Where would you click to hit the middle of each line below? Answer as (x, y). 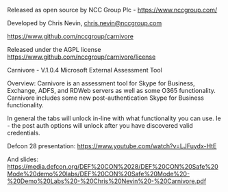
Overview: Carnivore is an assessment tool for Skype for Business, (101, 83)
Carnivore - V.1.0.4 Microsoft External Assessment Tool (85, 70)
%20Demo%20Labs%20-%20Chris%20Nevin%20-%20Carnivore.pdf (107, 181)
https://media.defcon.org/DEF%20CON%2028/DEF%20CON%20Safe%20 (113, 166)
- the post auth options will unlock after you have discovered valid (100, 125)
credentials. (24, 133)
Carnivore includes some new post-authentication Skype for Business (105, 98)
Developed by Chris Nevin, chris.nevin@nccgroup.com (85, 23)
